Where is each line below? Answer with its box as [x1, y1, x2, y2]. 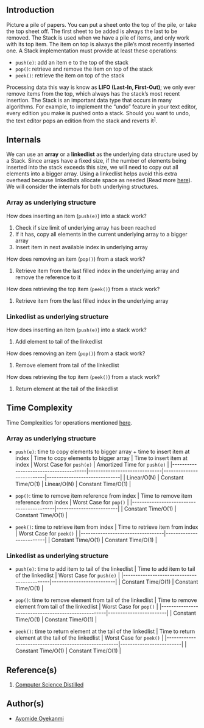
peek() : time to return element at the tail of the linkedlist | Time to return [15, 627, 195, 635]
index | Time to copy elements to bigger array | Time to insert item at [15, 454, 188, 462]
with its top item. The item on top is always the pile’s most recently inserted [6, 40, 195, 48]
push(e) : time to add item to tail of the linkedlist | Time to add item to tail [15, 565, 195, 573]
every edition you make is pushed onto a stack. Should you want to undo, [6, 109, 191, 116]
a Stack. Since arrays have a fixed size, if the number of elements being [6, 157, 187, 164]
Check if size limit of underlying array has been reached [15, 224, 157, 231]
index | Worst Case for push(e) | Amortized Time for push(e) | [15, 461, 169, 468]
